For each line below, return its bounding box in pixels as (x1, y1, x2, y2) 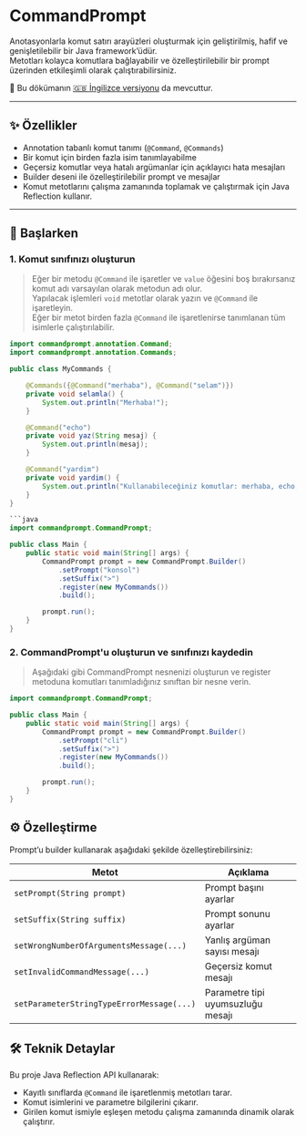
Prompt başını (204, 881, 264, 893)
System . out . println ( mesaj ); (42, 439, 148, 449)
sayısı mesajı (204, 945, 260, 957)
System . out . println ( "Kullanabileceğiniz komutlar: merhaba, (42, 481, 275, 491)
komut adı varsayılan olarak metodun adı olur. (31, 284, 203, 294)
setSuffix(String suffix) (14, 914, 127, 924)
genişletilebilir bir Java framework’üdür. (9, 45, 158, 56)
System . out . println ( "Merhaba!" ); (42, 398, 169, 407)
